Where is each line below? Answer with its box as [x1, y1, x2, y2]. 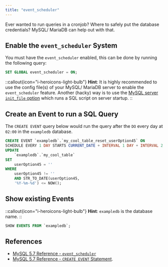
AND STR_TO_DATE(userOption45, [14, 176, 80, 181]
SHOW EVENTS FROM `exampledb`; [5, 223, 71, 228]
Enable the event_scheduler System [5, 41, 118, 50]
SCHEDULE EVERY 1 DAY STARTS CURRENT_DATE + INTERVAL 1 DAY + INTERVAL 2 [5, 143, 163, 148]
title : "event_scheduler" [5, 7, 59, 13]
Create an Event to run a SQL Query [5, 110, 119, 118]
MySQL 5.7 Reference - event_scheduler [12, 251, 97, 257]
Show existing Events [5, 195, 74, 203]
